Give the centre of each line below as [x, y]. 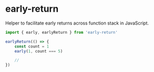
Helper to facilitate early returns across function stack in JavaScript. [77, 23]
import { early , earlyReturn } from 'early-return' [61, 32]
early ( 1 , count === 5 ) [39, 51]
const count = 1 [32, 46]
